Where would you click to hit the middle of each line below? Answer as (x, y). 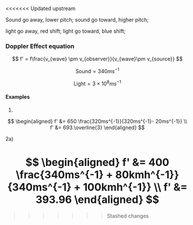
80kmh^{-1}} (147, 175)
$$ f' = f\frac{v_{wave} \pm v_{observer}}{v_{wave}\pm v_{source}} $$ (97, 59)
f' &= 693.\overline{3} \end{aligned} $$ (97, 127)
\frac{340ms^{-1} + (64, 175)
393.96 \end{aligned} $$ (97, 200)
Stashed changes (128, 216)
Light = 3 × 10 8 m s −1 (97, 83)
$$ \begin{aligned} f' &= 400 (97, 162)
